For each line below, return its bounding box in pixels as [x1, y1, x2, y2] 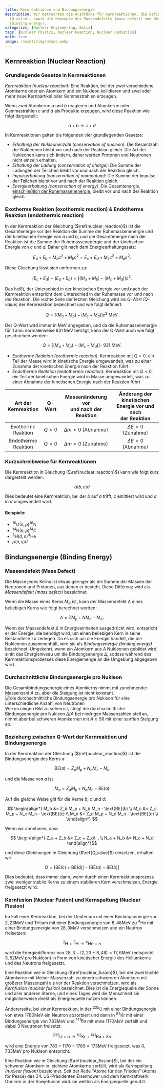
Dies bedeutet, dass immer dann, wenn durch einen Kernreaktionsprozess [5, 874, 154, 880]
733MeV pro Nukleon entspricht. [5, 1048, 71, 1054]
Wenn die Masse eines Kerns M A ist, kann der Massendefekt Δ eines [5, 599, 143, 605]
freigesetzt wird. [5, 884, 38, 890]
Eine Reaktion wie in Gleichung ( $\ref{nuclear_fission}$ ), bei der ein [5, 1058, 142, 1064]
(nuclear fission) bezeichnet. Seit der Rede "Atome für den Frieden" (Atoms [5, 1068, 157, 1074]
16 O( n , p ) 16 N [12, 521, 37, 528]
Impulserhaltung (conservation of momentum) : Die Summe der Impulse [12, 173, 156, 179]
